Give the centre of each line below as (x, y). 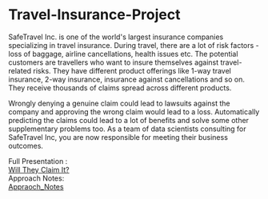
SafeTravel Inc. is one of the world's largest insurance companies (116, 37)
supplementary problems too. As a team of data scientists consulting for (127, 129)
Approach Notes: (36, 178)
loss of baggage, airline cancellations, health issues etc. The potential (123, 54)
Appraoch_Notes (36, 186)
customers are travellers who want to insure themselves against (114, 62)
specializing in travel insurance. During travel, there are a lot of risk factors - (134, 45)
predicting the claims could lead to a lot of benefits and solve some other (129, 120)
